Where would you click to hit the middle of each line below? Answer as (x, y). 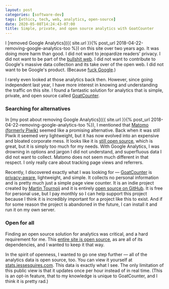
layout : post (19, 10)
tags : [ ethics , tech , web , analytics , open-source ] (60, 19)
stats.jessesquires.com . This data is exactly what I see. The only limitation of (84, 265)
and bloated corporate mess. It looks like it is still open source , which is (79, 141)
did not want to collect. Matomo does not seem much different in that (77, 157)
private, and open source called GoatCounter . (52, 96)
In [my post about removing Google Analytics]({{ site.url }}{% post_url (77, 120)
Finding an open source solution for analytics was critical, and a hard (77, 234)
